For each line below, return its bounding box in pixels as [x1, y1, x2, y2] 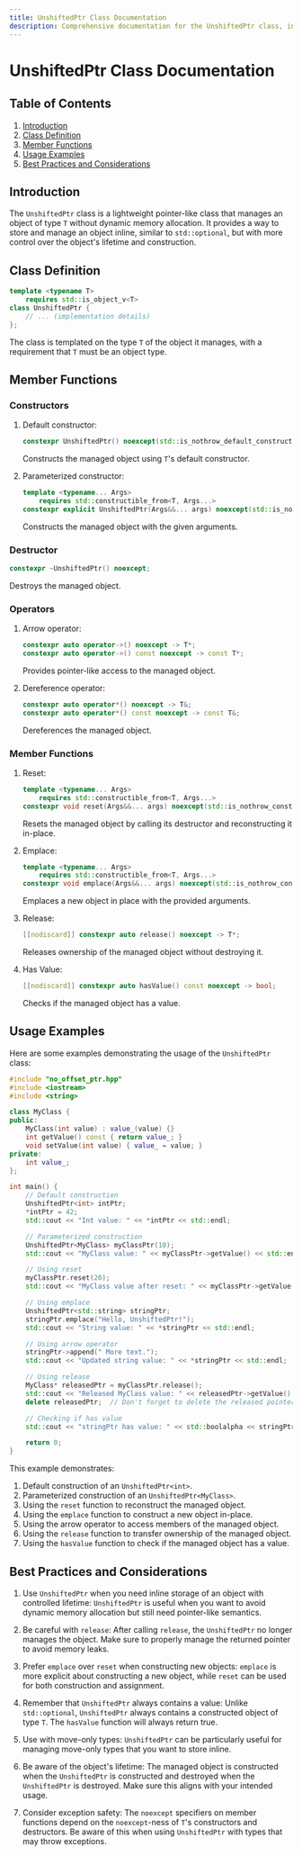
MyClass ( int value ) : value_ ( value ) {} [25, 1124, 175, 1134]
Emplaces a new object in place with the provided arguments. [22, 896, 251, 906]
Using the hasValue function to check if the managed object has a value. [22, 1538, 289, 1549]
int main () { [9, 1183, 58, 1192]
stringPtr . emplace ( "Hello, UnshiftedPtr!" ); [25, 1315, 195, 1324]
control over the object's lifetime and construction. [9, 237, 197, 248]
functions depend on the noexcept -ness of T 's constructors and [22, 1816, 258, 1827]
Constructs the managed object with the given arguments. [22, 521, 238, 532]
